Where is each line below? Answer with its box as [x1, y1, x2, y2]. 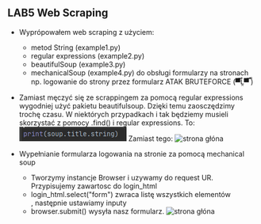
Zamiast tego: [128, 134, 174, 143]
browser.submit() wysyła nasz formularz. [30, 206, 164, 216]
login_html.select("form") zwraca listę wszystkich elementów [30, 189, 231, 199]
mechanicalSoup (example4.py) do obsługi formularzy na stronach [30, 67, 249, 78]
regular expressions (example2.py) [30, 51, 145, 60]
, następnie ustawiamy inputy [30, 198, 128, 207]
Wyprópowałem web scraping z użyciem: [18, 27, 155, 36]
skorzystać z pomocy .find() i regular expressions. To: [18, 118, 195, 127]
